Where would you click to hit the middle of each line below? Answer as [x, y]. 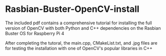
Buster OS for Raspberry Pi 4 [35, 33]
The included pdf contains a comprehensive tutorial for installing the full [79, 23]
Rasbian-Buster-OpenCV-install [72, 9]
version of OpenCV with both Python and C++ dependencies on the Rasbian [83, 28]
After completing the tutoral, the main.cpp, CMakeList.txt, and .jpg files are [81, 43]
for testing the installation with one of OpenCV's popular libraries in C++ [79, 48]
